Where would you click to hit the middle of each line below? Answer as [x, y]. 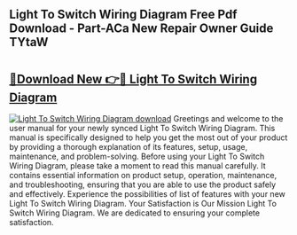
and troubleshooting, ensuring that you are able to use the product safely [143, 184]
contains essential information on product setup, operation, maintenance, [143, 175]
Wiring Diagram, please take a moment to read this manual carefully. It [137, 166]
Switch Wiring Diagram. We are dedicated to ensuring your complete [134, 213]
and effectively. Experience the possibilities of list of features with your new [147, 194]
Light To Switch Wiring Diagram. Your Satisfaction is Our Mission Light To [143, 204]
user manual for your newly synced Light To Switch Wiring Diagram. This [142, 128]
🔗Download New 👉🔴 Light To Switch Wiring [133, 79]
